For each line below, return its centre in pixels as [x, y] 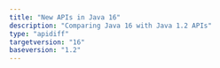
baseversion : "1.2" [45, 50]
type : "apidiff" [39, 34]
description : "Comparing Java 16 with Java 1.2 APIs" [111, 26]
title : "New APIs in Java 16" [65, 17]
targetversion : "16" [47, 42]
